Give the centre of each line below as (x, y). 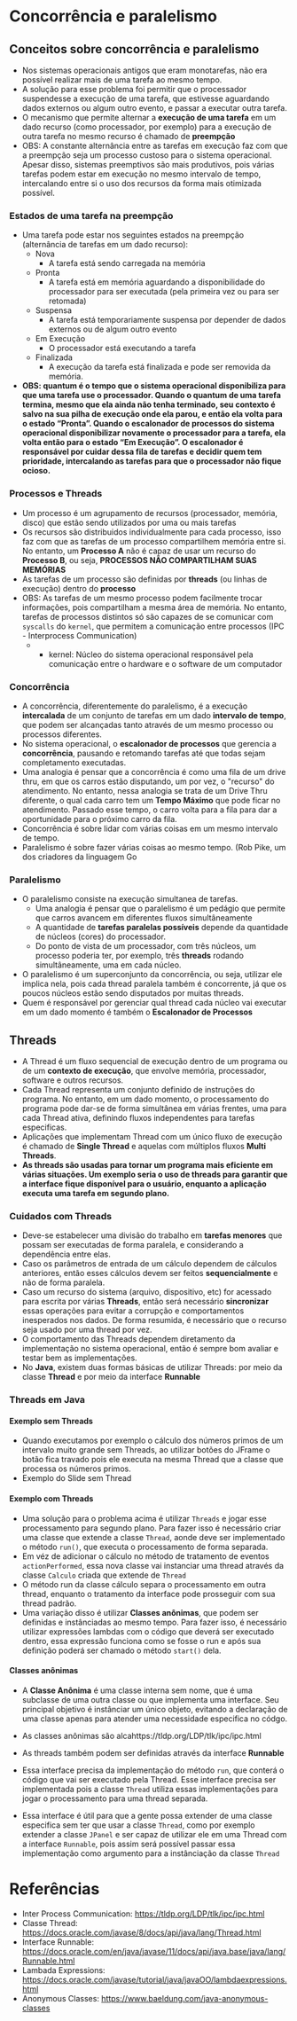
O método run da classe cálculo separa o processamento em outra (144, 1584)
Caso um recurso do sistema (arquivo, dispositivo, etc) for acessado (147, 1292)
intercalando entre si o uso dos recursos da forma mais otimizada (141, 183)
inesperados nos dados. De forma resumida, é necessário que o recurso (154, 1320)
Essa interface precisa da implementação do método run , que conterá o (153, 1770)
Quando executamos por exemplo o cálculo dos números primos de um (152, 1441)
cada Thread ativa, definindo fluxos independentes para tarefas (138, 1118)
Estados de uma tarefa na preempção (91, 215)
